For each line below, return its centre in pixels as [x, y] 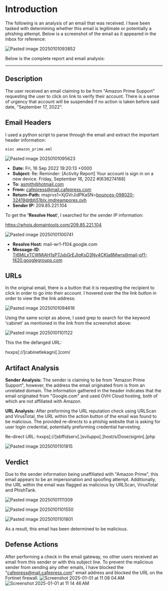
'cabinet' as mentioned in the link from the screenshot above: [68, 323]
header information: [25, 140]
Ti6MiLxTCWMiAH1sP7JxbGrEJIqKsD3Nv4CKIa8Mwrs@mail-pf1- [80, 255]
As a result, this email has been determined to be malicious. [67, 529]
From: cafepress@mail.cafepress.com [52, 189]
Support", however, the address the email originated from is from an [75, 385]
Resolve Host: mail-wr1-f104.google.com [55, 244]
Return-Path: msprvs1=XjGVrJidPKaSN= [54, 195]
